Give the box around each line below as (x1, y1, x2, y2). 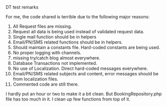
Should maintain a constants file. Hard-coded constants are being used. (12, 45, 161, 50)
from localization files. (12, 76, 59, 82)
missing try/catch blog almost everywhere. (12, 55, 101, 61)
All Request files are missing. (12, 23, 73, 29)
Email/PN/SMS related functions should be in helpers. (12, 39, 123, 45)
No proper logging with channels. (12, 50, 82, 55)
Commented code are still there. (12, 81, 79, 87)
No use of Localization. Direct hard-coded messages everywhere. (12, 65, 148, 71)
